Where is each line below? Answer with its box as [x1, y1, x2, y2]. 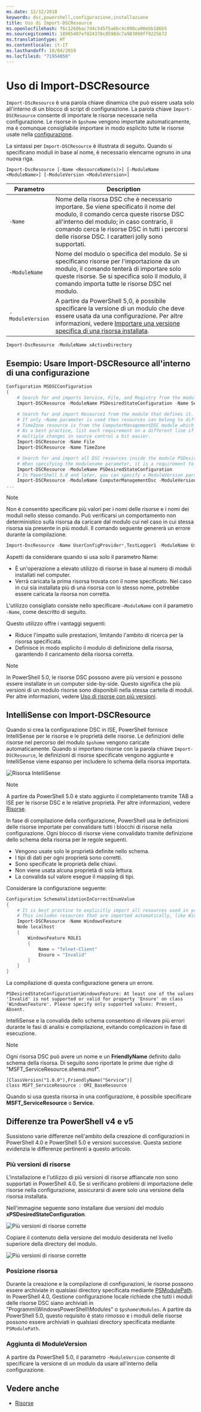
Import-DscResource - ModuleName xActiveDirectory [6, 342, 133, 348]
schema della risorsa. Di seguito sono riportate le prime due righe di [6, 1060, 173, 1067]
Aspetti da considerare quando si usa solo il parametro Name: [6, 553, 159, 560]
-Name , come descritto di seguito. [6, 608, 87, 615]
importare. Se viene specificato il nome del [55, 202, 175, 211]
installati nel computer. [14, 571, 71, 578]
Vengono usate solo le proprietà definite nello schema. [14, 847, 150, 854]
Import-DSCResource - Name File [17, 439, 95, 445]
